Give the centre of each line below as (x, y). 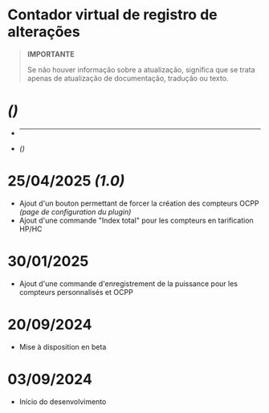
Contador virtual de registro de (112, 15)
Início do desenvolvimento (63, 401)
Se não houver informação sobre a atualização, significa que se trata (141, 69)
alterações (44, 32)
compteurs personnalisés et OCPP (76, 292)
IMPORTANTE (51, 54)
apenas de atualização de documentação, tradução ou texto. (128, 78)
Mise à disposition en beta (63, 346)
